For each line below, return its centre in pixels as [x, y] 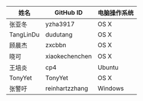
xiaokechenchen [69, 56]
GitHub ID [69, 13]
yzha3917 [60, 24]
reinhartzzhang [67, 88]
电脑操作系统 [116, 13]
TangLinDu [25, 34]
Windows [111, 88]
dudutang [59, 34]
